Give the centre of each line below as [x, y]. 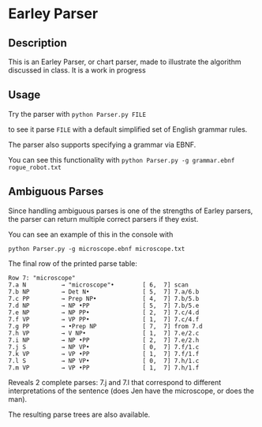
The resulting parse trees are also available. [79, 414]
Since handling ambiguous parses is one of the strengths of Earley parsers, [131, 211]
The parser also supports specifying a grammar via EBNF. [102, 144]
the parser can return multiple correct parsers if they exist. [103, 219]
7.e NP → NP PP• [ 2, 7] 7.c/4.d [104, 313]
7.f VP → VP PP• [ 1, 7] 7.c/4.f [104, 319]
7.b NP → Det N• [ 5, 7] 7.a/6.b [104, 292]
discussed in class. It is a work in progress [77, 70]
